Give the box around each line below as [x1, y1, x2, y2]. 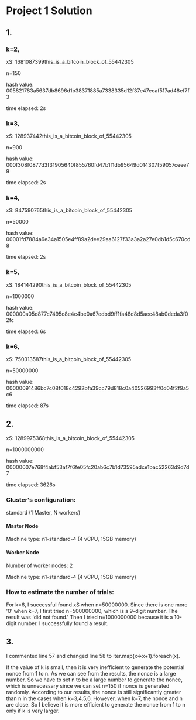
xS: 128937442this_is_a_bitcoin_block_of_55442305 [6, 133, 132, 140]
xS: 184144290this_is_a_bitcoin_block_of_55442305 [6, 281, 132, 288]
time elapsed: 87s [6, 402, 49, 409]
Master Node [6, 522, 39, 529]
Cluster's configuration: [6, 496, 76, 504]
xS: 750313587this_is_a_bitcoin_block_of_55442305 [6, 356, 132, 363]
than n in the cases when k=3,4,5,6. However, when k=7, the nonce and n [6, 695, 183, 702]
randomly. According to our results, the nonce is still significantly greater [6, 688, 181, 695]
